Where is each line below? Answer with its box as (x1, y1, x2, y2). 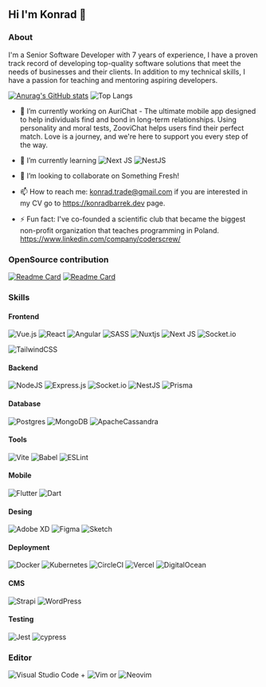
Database (8, 399, 41, 408)
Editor (8, 652, 33, 663)
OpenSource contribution (8, 254, 109, 265)
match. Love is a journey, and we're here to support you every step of (19, 131, 248, 141)
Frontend (8, 311, 40, 321)
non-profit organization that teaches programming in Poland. (19, 225, 220, 235)
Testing (8, 615, 34, 624)
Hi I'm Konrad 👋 (8, 8, 87, 21)
